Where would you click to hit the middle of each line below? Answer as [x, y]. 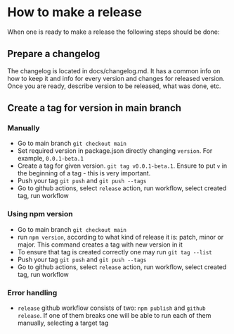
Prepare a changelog [54, 54]
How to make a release [75, 12]
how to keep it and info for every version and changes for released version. [116, 78]
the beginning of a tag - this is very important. [84, 173]
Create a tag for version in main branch [94, 108]
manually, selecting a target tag [63, 323]
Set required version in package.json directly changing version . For [115, 151]
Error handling [32, 292]
